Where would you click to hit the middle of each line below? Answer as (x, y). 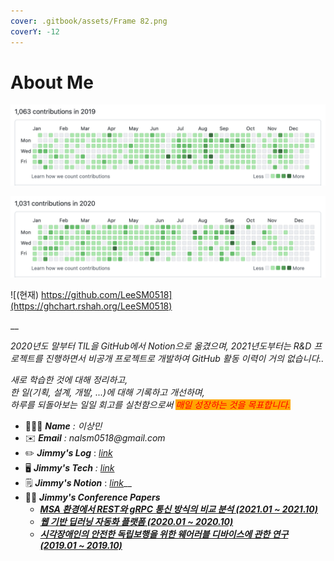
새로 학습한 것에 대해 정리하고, (69, 380)
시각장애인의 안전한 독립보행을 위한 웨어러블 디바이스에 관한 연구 (164, 534)
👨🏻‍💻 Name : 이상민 (63, 426)
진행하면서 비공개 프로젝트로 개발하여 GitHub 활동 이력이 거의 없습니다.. (184, 359)
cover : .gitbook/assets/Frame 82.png (89, 21)
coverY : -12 (35, 31)
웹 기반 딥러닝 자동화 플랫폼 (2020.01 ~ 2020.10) (136, 522)
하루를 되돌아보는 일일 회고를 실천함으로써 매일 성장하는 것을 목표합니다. (150, 405)
